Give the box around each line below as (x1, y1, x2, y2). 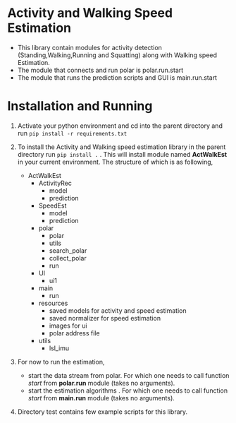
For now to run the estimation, (17, 357, 105, 366)
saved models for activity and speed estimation (49, 306, 187, 315)
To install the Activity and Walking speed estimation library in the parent (17, 143, 226, 151)
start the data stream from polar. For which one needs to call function (27, 371, 230, 379)
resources (38, 299, 68, 307)
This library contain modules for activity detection (17, 43, 162, 52)
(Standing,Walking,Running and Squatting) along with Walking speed (17, 51, 217, 59)
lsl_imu (49, 344, 70, 352)
